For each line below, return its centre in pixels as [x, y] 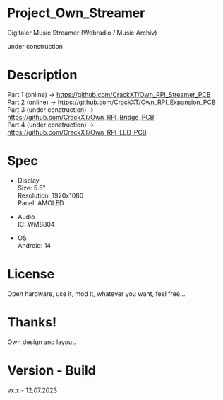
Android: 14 [34, 245]
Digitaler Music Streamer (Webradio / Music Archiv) [82, 33]
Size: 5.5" [31, 188]
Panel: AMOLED [41, 202]
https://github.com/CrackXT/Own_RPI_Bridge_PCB [81, 117]
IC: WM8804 [36, 224]
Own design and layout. [42, 342]
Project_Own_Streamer [76, 13]
